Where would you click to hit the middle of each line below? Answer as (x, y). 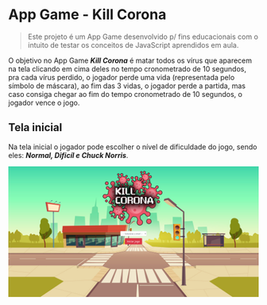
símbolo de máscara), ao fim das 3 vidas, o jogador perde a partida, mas (127, 86)
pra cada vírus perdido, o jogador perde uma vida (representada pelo (122, 77)
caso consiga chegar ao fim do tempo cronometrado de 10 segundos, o (125, 94)
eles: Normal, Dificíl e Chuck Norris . (68, 155)
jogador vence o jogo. (44, 102)
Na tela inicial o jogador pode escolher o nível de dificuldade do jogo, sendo (133, 147)
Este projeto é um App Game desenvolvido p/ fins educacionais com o (143, 37)
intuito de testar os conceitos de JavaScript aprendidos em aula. (133, 44)
